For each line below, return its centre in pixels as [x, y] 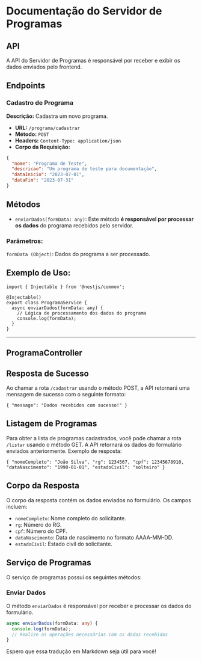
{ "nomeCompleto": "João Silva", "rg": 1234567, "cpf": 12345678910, [95, 462]
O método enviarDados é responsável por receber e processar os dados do [99, 606]
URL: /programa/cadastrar [47, 128]
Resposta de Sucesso [47, 373]
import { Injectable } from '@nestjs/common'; [66, 287]
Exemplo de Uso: [38, 273]
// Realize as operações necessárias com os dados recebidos [90, 635]
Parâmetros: [25, 241]
